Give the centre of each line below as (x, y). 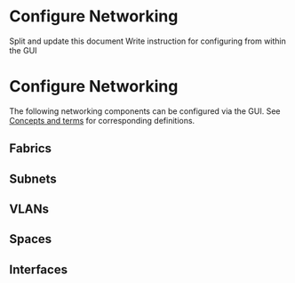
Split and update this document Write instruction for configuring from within (148, 41)
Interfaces (39, 269)
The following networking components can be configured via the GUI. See (145, 111)
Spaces (31, 239)
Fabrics (30, 149)
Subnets (33, 178)
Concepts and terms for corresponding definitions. (102, 120)
